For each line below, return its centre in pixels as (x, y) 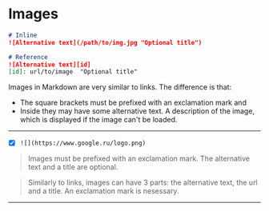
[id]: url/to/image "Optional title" (73, 72)
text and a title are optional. (73, 167)
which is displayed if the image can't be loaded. (98, 120)
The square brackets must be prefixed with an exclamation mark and (133, 103)
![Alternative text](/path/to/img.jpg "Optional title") (105, 42)
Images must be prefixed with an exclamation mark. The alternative (139, 159)
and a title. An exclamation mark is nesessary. (103, 191)
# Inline (23, 35)
